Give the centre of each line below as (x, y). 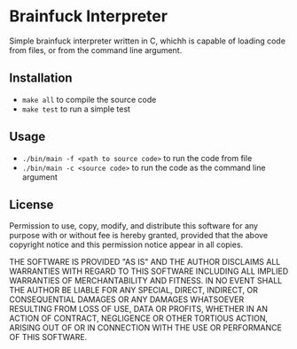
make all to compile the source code (89, 99)
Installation (41, 78)
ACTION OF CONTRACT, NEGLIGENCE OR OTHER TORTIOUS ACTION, (139, 318)
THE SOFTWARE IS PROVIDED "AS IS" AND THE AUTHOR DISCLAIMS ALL (145, 262)
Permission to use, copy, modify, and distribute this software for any (134, 226)
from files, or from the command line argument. (96, 50)
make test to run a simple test (76, 109)
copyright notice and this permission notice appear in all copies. (126, 244)
